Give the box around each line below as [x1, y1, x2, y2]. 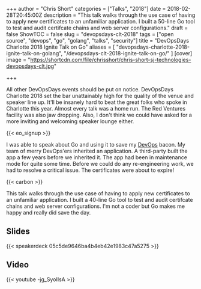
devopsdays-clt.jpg [6, 62, 55, 70]
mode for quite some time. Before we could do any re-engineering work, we [6, 160, 194, 167]
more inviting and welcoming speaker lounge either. [6, 118, 134, 125]
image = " [6, 56, 31, 63]
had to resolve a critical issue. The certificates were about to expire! [6, 166, 175, 174]
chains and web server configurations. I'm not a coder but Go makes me [6, 202, 185, 210]
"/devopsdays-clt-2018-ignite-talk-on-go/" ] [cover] [64, 50, 193, 56]
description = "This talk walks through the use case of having [43, 11, 196, 19]
